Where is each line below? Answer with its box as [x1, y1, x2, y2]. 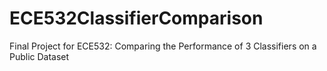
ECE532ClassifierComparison [9, 7, 264, 30]
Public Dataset [9, 50, 70, 62]
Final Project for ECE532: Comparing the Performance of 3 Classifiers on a [9, 40, 317, 52]
